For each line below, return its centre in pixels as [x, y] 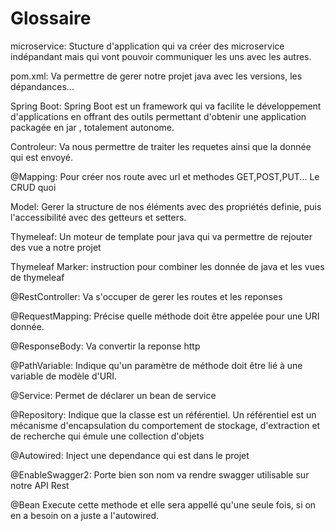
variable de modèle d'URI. [63, 376]
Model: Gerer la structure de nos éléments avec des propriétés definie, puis [166, 206]
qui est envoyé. [41, 157]
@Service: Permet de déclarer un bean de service [113, 395]
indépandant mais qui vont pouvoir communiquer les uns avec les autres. [161, 56]
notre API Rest [40, 485]
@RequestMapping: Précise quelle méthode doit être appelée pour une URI [165, 316]
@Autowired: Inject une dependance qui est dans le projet [130, 455]
